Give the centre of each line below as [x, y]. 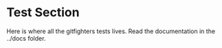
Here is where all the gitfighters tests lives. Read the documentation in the [111, 31]
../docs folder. [26, 38]
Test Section [43, 13]
